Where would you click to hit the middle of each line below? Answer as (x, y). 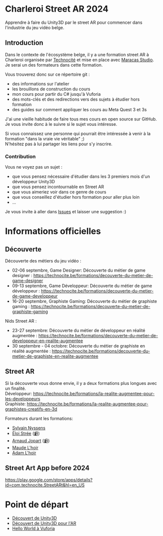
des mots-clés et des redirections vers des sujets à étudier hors (76, 99)
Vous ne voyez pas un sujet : (34, 167)
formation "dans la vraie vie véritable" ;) (45, 138)
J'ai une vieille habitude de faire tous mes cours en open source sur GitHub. (81, 119)
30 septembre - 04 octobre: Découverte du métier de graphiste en (79, 346)
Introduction (24, 43)
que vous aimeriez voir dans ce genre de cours (59, 192)
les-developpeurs (23, 398)
